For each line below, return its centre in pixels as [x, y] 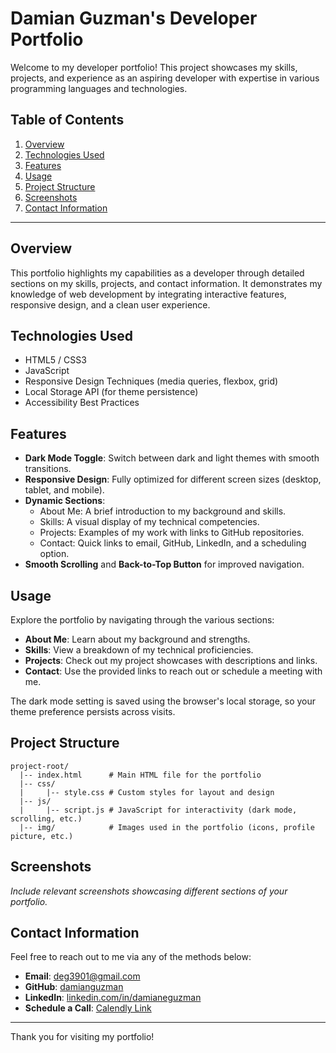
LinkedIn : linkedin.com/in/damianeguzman [113, 998]
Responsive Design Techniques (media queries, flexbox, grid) [151, 381]
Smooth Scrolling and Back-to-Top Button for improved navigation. [164, 564]
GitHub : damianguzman [74, 987]
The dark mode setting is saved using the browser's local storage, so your [163, 701]
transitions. [48, 469]
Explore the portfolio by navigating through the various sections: [142, 620]
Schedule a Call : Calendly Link [88, 1008]
